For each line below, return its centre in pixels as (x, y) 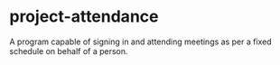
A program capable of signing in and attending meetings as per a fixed (141, 42)
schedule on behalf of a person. (69, 51)
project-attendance (84, 17)
